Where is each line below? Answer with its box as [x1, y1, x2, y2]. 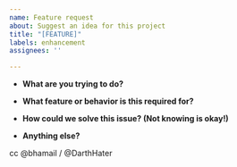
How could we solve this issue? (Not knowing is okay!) [21, 113, 230, 124]
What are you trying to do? [21, 79, 123, 89]
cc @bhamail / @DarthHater [9, 148, 113, 159]
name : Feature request [9, 13, 94, 22]
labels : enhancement [9, 38, 87, 47]
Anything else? [21, 130, 80, 141]
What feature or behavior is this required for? [21, 96, 194, 107]
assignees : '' [9, 46, 63, 55]
